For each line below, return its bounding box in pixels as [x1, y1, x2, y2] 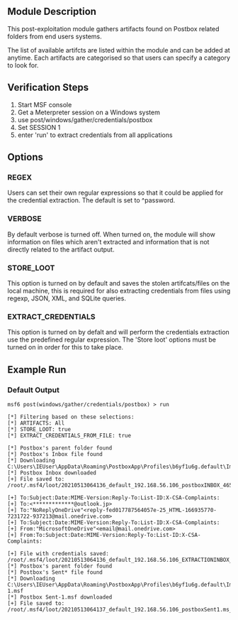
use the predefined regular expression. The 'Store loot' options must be [7, 335, 216, 344]
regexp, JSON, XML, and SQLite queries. [7, 294, 126, 303]
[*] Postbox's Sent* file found [7, 568, 103, 576]
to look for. [7, 60, 39, 70]
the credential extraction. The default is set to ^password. [7, 196, 176, 205]
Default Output [7, 385, 60, 395]
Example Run [7, 364, 67, 376]
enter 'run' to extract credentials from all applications [17, 131, 173, 139]
